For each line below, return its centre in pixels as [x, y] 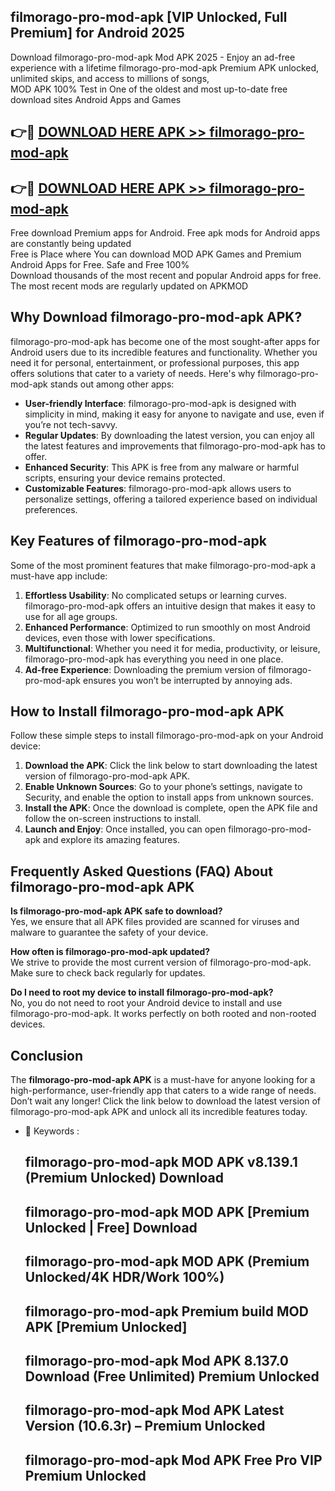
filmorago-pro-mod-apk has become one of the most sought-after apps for [165, 341]
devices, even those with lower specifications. [120, 637]
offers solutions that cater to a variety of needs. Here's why [133, 373]
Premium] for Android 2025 [97, 33]
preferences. [51, 509]
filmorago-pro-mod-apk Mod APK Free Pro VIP [173, 1460]
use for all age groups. [71, 616]
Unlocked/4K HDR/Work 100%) [124, 1277]
